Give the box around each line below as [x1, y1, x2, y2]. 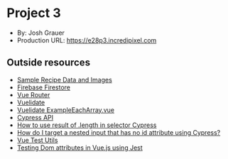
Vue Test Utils [16, 136, 58, 144]
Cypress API [16, 113, 54, 121]
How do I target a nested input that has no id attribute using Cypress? [16, 128, 221, 136]
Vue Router [16, 90, 50, 99]
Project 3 [6, 5, 61, 21]
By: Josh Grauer [16, 28, 65, 37]
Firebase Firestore [16, 83, 70, 92]
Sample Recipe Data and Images [16, 75, 113, 84]
